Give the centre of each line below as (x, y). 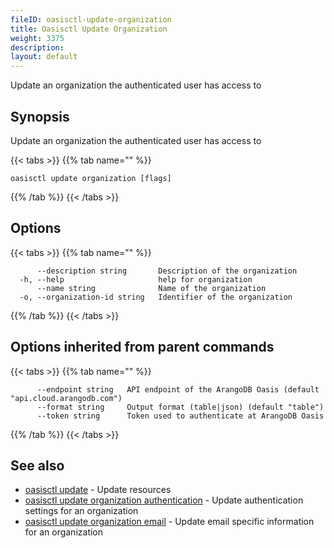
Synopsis (40, 116)
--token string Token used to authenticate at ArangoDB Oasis (180, 416)
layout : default (44, 57)
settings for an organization (81, 511)
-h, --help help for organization (136, 279)
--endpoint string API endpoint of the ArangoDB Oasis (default (178, 389)
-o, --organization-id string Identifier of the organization (156, 297)
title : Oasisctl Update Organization (89, 29)
